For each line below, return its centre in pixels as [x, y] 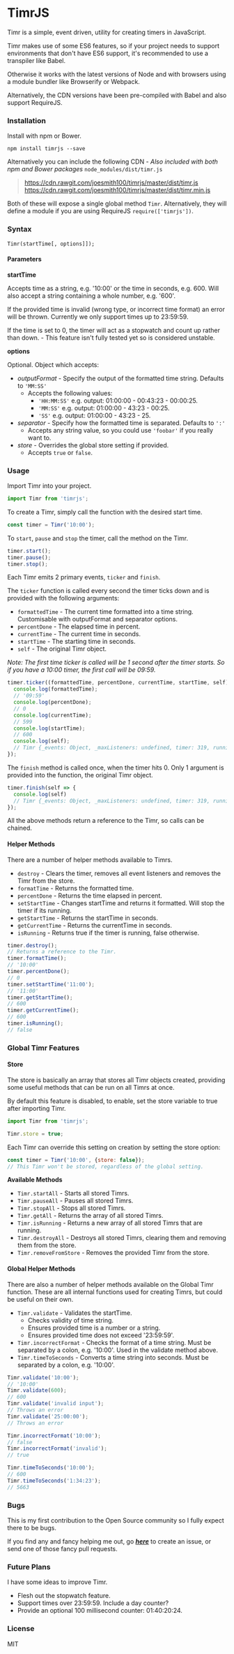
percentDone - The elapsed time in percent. [79, 626]
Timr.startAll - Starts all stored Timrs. [73, 1193]
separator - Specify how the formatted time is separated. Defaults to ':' [121, 423]
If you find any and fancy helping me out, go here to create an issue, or [109, 1541]
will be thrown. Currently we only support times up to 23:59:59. [98, 317]
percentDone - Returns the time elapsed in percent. [89, 896]
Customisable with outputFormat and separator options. [97, 619]
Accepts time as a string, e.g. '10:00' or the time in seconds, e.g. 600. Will [113, 288]
